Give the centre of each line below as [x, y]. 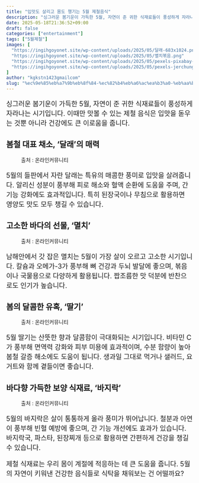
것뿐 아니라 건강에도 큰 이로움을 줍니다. [72, 123]
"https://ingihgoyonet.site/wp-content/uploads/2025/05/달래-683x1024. [100, 50]
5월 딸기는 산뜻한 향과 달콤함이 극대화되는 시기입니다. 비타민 [95, 338]
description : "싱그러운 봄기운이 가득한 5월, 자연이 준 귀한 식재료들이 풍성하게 [93, 17]
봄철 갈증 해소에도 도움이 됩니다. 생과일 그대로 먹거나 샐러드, [95, 357]
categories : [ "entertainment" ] [45, 34]
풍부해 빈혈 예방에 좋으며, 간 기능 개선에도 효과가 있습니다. [100, 429]
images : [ [18, 45]
